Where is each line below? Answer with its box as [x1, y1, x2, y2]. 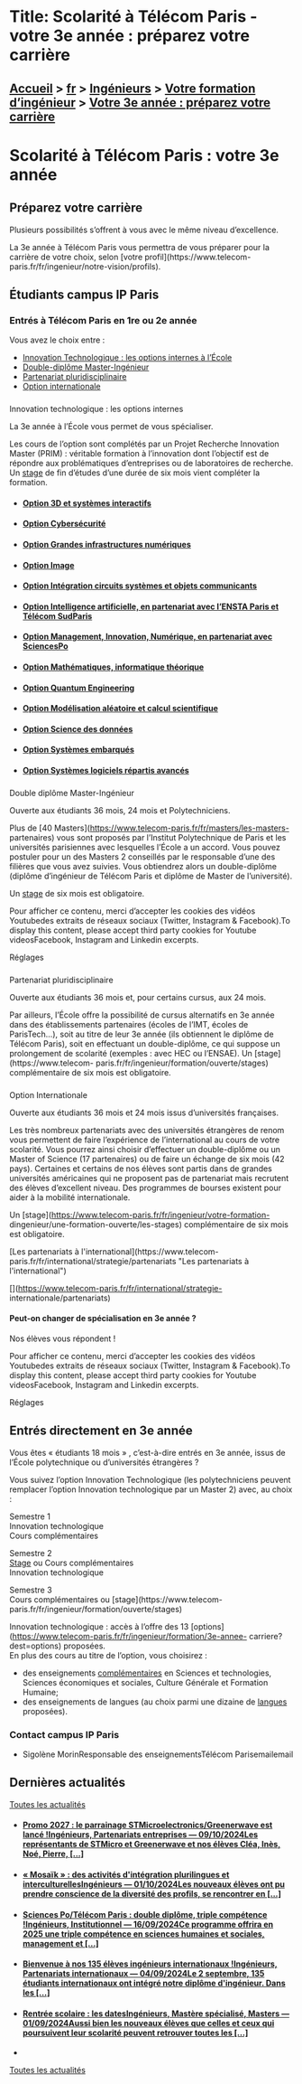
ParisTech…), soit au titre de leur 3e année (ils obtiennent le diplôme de [9, 1028, 274, 1039]
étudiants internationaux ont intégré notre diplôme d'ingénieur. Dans [22, 1977, 286, 1989]
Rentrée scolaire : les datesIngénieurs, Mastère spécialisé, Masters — [22, 2008, 290, 2019]
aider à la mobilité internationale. [9, 1191, 131, 1203]
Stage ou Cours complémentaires [9, 1557, 134, 1568]
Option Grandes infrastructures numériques [22, 539, 191, 549]
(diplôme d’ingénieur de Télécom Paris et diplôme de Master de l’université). [9, 870, 293, 881]
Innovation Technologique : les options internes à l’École [22, 352, 233, 363]
